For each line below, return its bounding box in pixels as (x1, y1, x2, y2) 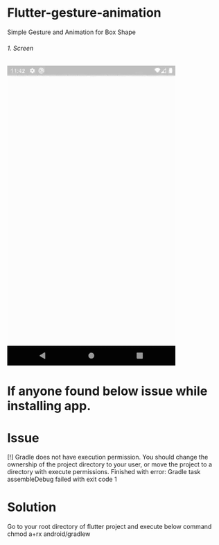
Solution (7, 499, 57, 515)
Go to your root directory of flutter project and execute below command (7, 523, 212, 531)
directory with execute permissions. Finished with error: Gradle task (7, 468, 201, 476)
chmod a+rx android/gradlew (7, 530, 91, 538)
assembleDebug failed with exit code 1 (7, 475, 117, 484)
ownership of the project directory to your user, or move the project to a (7, 460, 213, 469)
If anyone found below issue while (7, 384, 208, 399)
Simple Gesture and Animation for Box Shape (7, 28, 137, 36)
